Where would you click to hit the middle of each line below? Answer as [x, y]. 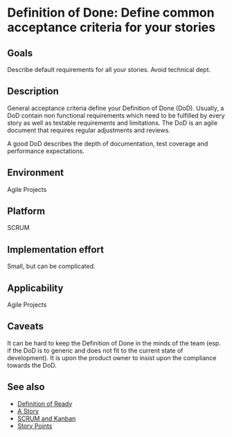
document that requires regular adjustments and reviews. [89, 130]
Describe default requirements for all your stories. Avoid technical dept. [109, 70]
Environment [36, 173]
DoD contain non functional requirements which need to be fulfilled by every [116, 115]
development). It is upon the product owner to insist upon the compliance [112, 357]
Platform [26, 212]
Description [33, 91]
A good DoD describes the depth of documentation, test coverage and [108, 143]
